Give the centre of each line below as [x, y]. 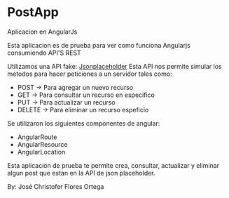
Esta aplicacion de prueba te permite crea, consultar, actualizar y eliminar [113, 165]
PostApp [33, 12]
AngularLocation [41, 152]
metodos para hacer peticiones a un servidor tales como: [90, 74]
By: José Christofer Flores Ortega [56, 186]
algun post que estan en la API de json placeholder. [81, 173]
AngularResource [42, 144]
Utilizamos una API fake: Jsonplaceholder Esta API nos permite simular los [114, 66]
